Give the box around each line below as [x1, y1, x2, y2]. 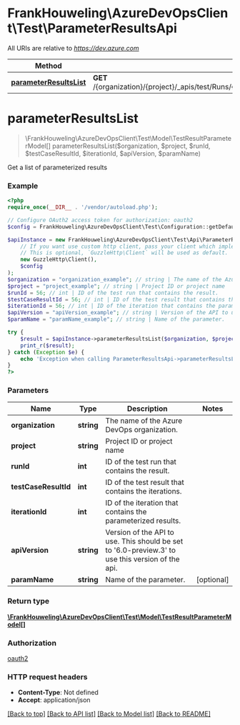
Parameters [7, 386, 49, 396]
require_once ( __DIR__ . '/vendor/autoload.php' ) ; [7, 204, 159, 211]
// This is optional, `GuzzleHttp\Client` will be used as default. [20, 249, 229, 256]
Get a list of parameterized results [7, 163, 108, 171]
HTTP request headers [7, 671, 88, 681]
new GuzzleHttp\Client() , [20, 256, 98, 264]
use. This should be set [105, 536, 184, 546]
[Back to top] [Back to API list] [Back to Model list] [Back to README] [7, 709, 211, 719]
